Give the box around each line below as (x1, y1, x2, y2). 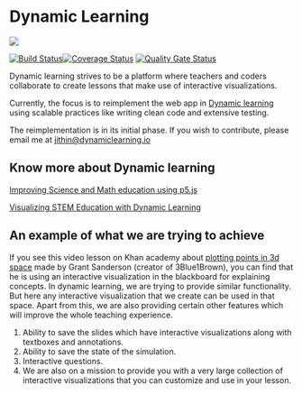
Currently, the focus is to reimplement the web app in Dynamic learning (9, 97, 274, 108)
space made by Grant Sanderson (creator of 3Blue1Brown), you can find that (9, 261, 294, 272)
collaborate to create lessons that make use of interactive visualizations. (9, 79, 278, 91)
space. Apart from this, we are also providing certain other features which (9, 299, 284, 310)
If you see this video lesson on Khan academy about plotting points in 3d (9, 252, 279, 262)
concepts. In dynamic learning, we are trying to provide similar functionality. (9, 280, 291, 291)
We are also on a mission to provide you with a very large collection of (22, 365, 284, 376)
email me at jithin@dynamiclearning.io (9, 133, 151, 145)
